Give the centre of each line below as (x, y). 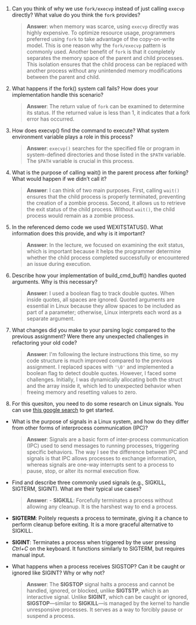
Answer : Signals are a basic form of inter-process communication (108, 439)
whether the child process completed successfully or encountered (108, 257)
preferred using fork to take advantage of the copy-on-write (101, 39)
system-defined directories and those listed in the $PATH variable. (106, 155)
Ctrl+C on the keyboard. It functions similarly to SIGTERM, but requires (98, 549)
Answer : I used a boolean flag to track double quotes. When (101, 293)
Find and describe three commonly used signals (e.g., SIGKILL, (89, 482)
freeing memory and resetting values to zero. (82, 392)
